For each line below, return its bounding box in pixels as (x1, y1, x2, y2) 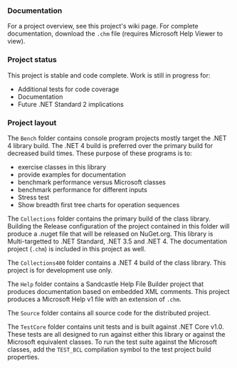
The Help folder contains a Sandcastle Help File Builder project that (7, 280, 204, 288)
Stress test (17, 193, 50, 201)
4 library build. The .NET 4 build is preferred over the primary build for (7, 141, 214, 149)
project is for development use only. (7, 266, 113, 274)
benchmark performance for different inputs (17, 185, 147, 194)
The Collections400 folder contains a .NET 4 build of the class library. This (7, 258, 226, 267)
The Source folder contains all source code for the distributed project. (7, 308, 211, 317)
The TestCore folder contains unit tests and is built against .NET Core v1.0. (7, 322, 224, 331)
